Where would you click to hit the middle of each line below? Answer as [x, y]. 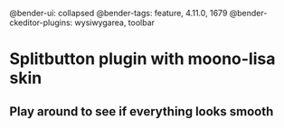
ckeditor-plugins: [41, 23]
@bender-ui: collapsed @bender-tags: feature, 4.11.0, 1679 [118, 13]
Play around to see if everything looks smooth [142, 111]
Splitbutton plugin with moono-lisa [142, 59]
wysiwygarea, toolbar [115, 23]
